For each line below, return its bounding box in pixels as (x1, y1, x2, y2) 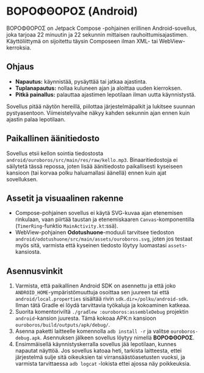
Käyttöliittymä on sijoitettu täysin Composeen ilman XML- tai (6, 37, 158, 45)
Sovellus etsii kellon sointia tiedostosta (6, 150, 104, 157)
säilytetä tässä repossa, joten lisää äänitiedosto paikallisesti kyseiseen (6, 162, 183, 170)
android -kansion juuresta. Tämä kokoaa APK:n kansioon (15, 314, 157, 322)
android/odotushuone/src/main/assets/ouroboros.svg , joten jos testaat (15, 235, 193, 242)
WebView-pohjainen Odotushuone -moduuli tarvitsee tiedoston (15, 229, 175, 236)
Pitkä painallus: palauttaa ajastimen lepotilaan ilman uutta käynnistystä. (15, 90, 196, 98)
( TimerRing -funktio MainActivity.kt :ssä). (15, 222, 118, 230)
